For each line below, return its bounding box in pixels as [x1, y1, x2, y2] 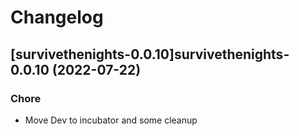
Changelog [10, 6, 104, 29]
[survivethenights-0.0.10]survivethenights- [10, 46, 290, 63]
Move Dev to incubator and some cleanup [24, 114, 198, 126]
